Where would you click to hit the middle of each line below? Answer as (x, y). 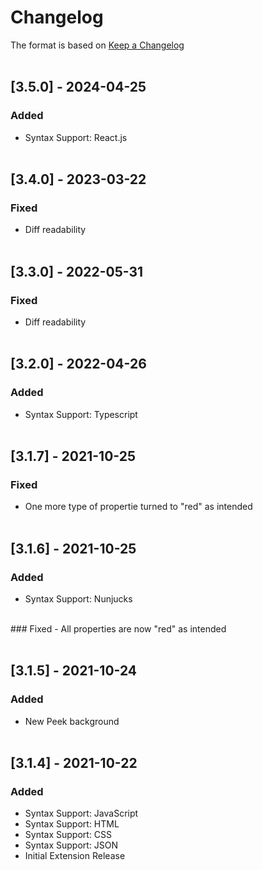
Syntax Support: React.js (76, 137)
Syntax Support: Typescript (81, 414)
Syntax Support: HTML (72, 824)
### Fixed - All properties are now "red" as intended (118, 629)
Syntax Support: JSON (71, 845)
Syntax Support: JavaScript (81, 813)
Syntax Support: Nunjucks (78, 599)
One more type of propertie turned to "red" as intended (138, 507)
